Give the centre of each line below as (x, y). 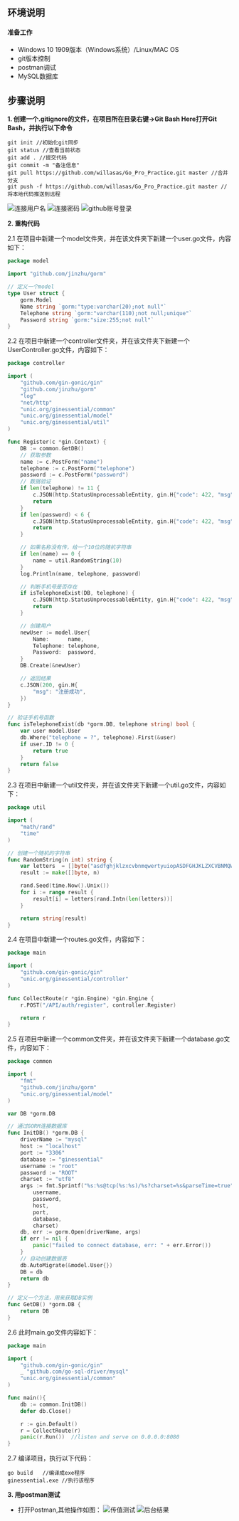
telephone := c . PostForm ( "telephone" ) (78, 468)
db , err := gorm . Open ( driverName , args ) (81, 1232)
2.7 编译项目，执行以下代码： (51, 1458)
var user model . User (51, 731)
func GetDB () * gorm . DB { (44, 1305)
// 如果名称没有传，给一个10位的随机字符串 (76, 547)
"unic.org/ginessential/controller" (75, 979)
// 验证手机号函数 (31, 718)
